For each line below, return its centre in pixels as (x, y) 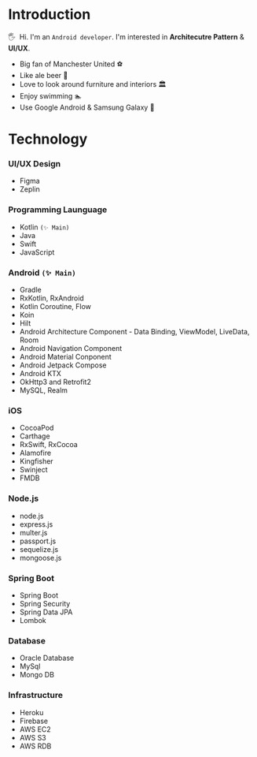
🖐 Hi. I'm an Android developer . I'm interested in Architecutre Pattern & (127, 36)
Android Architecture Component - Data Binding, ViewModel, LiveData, (134, 332)
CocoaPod (37, 428)
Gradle (30, 290)
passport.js (38, 541)
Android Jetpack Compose (63, 365)
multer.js (33, 532)
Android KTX (40, 374)
